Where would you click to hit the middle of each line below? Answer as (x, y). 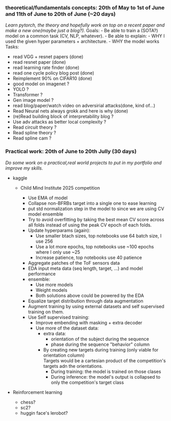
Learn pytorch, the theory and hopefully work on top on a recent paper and (85, 25)
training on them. (46, 312)
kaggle (20, 178)
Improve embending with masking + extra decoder (89, 322)
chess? (28, 402)
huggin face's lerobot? (44, 413)
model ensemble (46, 214)
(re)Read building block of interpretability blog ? (63, 116)
